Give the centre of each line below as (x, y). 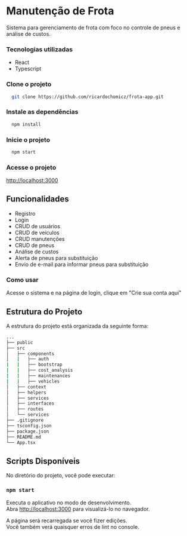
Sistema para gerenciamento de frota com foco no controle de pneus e (93, 27)
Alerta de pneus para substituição (56, 258)
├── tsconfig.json (29, 425)
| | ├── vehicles (33, 381)
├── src (16, 348)
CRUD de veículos (37, 232)
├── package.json (28, 431)
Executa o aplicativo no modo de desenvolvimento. (69, 503)
